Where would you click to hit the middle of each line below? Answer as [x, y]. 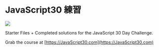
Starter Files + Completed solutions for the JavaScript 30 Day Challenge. [79, 33]
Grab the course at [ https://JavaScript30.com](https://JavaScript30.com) [79, 42]
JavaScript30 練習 [43, 10]
